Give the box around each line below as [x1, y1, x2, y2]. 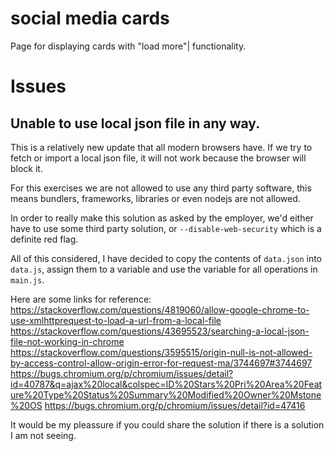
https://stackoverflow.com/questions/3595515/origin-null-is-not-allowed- [10, 346, 313, 358]
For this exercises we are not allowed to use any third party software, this [10, 182, 312, 194]
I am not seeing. [10, 429, 77, 441]
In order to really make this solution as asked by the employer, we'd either [10, 212, 314, 224]
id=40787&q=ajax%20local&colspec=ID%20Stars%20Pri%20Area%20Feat [10, 378, 323, 390]
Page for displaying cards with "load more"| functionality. [10, 40, 247, 52]
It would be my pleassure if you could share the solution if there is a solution [10, 418, 325, 431]
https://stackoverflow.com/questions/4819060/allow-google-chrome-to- [10, 303, 310, 316]
